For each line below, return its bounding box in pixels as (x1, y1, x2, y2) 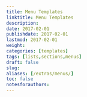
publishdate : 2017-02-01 (6, 31, 68, 37)
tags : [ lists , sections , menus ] (6, 54, 82, 60)
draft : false (6, 59, 39, 65)
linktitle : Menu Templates (6, 14, 74, 20)
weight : (6, 43, 26, 49)
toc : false (6, 76, 34, 82)
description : (6, 20, 39, 26)
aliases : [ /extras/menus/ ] (6, 70, 74, 77)
